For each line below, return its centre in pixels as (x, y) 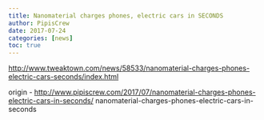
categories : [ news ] (41, 38)
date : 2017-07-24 (37, 30)
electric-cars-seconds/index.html (64, 77)
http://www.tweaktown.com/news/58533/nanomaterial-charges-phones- (129, 68)
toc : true (25, 46)
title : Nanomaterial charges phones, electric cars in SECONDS (116, 16)
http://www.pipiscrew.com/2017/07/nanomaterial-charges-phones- (145, 92)
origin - (20, 92)
